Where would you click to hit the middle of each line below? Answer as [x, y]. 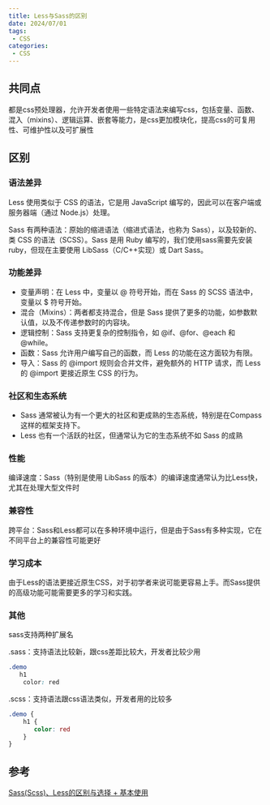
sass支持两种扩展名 [41, 635]
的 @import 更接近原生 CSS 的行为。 [81, 373]
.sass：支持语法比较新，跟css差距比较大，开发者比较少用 [105, 652]
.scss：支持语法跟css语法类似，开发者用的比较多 [90, 699]
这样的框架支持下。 [52, 426]
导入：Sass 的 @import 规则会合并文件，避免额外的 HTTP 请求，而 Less [140, 362]
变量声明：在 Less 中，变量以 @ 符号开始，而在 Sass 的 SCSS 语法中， [139, 292]
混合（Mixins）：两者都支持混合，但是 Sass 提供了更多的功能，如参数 [135, 312]
